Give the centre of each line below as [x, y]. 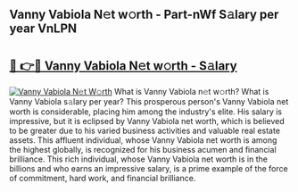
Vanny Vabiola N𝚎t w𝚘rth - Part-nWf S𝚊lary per [144, 15]
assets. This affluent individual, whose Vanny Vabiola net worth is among [143, 140]
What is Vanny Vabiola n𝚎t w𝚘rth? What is [192, 92]
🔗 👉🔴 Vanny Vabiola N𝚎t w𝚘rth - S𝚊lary [124, 66]
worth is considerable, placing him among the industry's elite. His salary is [146, 112]
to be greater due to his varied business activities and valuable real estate [145, 130]
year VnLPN [43, 29]
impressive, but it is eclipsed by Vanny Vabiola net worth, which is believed [147, 121]
